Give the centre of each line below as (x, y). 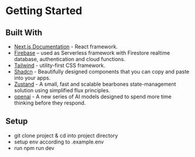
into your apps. (32, 78)
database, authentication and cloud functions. (70, 59)
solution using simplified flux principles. (62, 90)
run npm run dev (34, 148)
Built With (24, 33)
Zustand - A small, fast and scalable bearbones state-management (95, 84)
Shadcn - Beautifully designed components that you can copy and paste (102, 71)
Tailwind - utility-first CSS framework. (60, 65)
